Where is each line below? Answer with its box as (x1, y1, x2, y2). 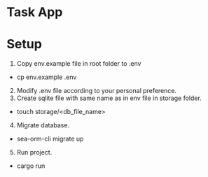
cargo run (16, 162, 46, 170)
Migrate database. (16, 121, 70, 129)
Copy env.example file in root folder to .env (16, 59, 141, 68)
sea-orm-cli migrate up (16, 134, 84, 143)
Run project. (16, 148, 53, 157)
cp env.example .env (16, 73, 77, 81)
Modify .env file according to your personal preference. (16, 87, 176, 95)
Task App (6, 4, 63, 20)
